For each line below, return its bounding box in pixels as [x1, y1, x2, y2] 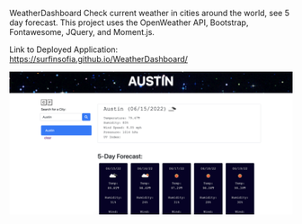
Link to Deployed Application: [9, 44, 119, 55]
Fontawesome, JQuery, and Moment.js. [9, 27, 155, 37]
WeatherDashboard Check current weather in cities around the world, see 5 [9, 8, 290, 18]
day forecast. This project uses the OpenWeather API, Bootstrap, [9, 17, 249, 28]
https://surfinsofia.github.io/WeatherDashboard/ [9, 54, 189, 64]
